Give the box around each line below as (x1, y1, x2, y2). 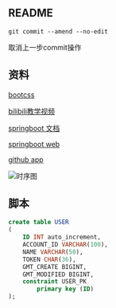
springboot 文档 (8, 123, 60, 132)
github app (8, 155, 44, 164)
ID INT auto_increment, (22, 233, 102, 242)
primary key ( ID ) (37, 285, 94, 294)
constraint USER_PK (22, 278, 87, 286)
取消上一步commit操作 (8, 42, 82, 52)
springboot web (8, 139, 60, 148)
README (8, 6, 53, 20)
